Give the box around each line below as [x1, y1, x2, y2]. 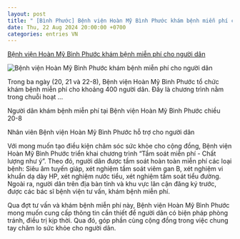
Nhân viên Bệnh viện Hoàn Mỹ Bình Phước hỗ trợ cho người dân [7, 128, 195, 136]
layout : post [7, 10, 46, 18]
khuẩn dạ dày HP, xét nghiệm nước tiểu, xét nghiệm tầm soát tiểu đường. [7, 172, 221, 180]
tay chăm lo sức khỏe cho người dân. [7, 224, 116, 233]
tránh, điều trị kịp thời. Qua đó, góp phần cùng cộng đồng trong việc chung [7, 216, 229, 225]
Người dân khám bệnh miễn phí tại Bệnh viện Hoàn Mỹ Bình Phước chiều [7, 106, 221, 115]
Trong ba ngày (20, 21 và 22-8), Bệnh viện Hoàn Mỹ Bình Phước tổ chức [7, 78, 219, 86]
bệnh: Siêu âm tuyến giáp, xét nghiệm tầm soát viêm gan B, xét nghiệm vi [7, 165, 224, 173]
